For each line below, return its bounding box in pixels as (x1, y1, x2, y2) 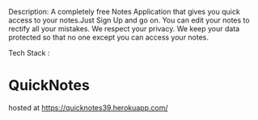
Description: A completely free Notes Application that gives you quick (8, 7, 240, 16)
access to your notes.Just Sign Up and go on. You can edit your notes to (8, 15, 250, 25)
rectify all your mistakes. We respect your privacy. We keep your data (8, 24, 240, 33)
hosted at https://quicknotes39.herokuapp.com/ (8, 102, 168, 112)
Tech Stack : (8, 48, 50, 57)
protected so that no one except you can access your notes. (8, 32, 209, 42)
